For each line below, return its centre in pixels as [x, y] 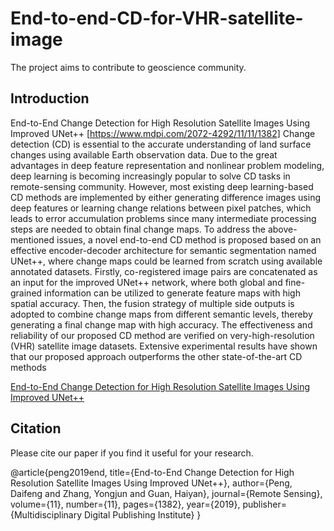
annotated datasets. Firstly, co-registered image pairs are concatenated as [164, 271]
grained [26, 293]
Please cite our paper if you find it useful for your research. [132, 453]
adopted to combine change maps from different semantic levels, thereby [161, 314]
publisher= [264, 504]
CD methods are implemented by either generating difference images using [166, 197]
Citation [36, 428]
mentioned [32, 239]
